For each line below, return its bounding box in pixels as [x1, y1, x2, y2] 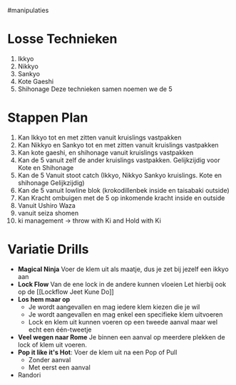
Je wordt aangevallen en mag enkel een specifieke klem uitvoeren [28, 310, 223, 319]
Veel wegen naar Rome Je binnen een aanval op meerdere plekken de [17, 332, 226, 341]
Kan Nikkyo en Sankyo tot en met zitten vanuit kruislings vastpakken [17, 140, 219, 149]
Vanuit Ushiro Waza [17, 201, 76, 209]
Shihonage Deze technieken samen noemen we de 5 [17, 85, 173, 93]
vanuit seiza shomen [17, 209, 79, 217]
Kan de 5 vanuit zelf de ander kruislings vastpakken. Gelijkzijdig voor [17, 156, 221, 164]
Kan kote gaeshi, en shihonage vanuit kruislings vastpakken [17, 148, 194, 157]
